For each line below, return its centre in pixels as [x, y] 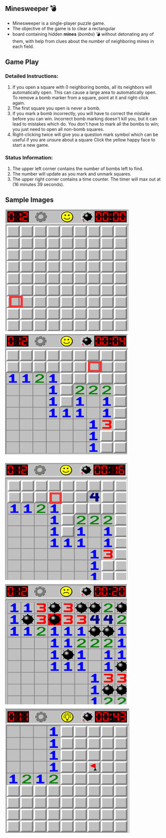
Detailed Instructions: [32, 76]
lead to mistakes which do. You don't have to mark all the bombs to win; [86, 124]
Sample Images [29, 200]
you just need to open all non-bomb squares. [58, 129]
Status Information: [29, 158]
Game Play [22, 62]
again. [19, 103]
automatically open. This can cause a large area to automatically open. [84, 92]
